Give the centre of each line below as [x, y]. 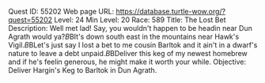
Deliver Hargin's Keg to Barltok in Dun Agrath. [83, 70]
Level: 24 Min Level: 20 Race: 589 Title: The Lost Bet [140, 20]
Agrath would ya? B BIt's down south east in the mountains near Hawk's [124, 36]
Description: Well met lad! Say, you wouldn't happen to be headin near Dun [131, 28]
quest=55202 [30, 20]
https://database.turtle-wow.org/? [171, 11]
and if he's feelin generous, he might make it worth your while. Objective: [127, 62]
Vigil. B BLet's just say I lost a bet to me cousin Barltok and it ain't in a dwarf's [133, 45]
